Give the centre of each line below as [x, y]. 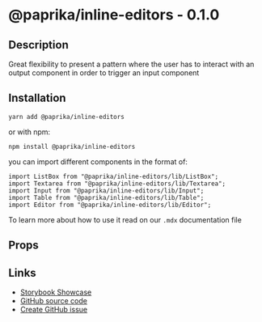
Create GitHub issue [53, 310]
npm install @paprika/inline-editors [72, 146]
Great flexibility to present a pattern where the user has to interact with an [131, 64]
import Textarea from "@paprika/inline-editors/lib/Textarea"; [117, 184]
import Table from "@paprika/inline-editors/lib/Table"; [106, 197]
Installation [37, 98]
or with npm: [30, 132]
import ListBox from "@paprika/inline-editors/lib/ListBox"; [114, 176]
